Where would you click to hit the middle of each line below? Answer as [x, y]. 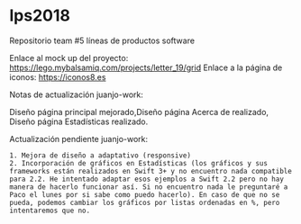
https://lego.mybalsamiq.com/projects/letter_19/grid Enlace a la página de [146, 67]
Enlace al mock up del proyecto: [69, 58]
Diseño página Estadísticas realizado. [79, 121]
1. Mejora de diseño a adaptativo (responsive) [100, 155]
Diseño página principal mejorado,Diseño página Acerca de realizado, [139, 112]
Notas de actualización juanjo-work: [77, 94]
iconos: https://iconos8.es [58, 76]
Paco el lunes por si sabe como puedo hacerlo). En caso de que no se [145, 194]
